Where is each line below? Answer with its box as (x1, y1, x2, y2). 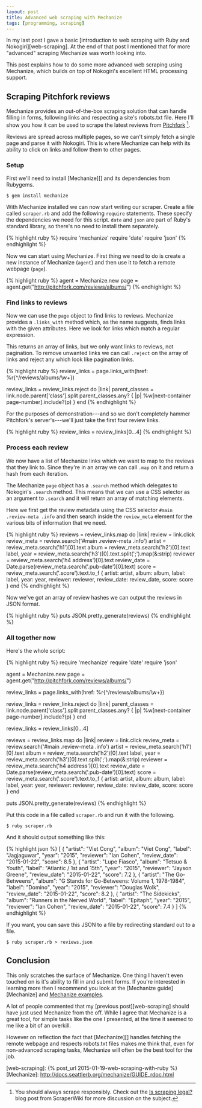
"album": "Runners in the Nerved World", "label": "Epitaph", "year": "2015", (6, 897, 191, 904)
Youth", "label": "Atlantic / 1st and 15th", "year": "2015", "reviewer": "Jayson (6, 865, 192, 872)
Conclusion (6, 955, 50, 966)
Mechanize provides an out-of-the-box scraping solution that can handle (6, 107, 187, 115)
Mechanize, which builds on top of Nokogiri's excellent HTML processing (6, 68, 188, 75)
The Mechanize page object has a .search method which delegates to (6, 481, 178, 489)
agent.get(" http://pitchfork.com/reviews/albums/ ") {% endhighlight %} (6, 283, 182, 290)
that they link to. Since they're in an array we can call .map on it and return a (6, 463, 194, 471)
